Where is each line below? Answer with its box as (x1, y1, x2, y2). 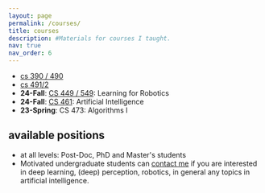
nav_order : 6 (8, 49, 52, 57)
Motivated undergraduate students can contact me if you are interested (19, 158, 258, 168)
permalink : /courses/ (8, 19, 81, 27)
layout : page (8, 11, 52, 20)
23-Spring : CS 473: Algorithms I (19, 105, 128, 115)
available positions (8, 129, 106, 142)
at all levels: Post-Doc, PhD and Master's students (19, 150, 187, 159)
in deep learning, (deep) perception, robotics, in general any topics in (19, 166, 251, 177)
